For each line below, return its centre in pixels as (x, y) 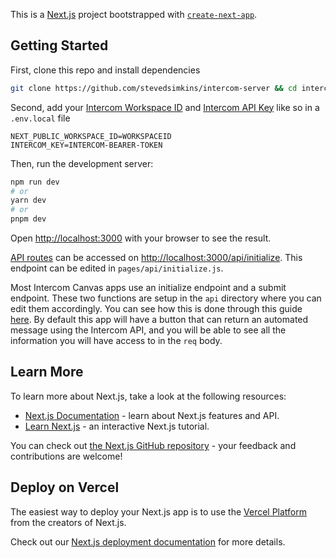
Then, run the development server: (82, 163)
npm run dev (35, 182)
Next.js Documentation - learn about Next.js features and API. (152, 415)
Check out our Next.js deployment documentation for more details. (148, 541)
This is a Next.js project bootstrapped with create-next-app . (134, 14)
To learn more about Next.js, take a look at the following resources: (148, 396)
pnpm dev (28, 219)
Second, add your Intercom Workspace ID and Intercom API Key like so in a (165, 107)
